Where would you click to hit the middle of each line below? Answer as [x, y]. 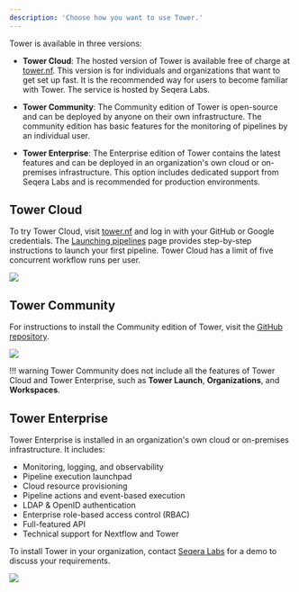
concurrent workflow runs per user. [75, 260]
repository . [29, 336]
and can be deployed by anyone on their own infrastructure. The [142, 116]
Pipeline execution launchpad [77, 477]
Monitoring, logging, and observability [93, 467]
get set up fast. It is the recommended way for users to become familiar [155, 80]
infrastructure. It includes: [57, 450]
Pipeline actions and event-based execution [104, 496]
